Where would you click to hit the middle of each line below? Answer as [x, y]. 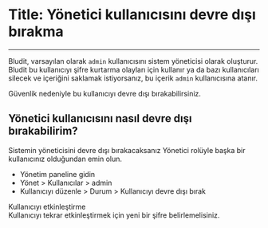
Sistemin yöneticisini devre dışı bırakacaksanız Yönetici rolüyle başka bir [127, 150]
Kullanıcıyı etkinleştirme [47, 206]
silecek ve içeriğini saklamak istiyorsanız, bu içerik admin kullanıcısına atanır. [133, 78]
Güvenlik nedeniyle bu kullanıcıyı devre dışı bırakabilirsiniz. [105, 93]
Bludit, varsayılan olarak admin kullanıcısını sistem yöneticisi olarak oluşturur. [133, 61]
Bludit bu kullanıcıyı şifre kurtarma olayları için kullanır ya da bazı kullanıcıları [134, 69]
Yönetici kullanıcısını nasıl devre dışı [100, 118]
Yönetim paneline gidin [57, 174]
